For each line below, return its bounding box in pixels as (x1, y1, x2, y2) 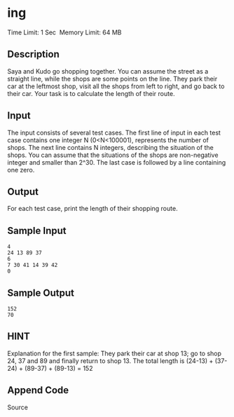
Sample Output (7, 287, 75, 299)
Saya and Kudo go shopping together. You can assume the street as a (7, 67, 209, 75)
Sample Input (7, 224, 67, 236)
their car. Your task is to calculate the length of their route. (7, 89, 175, 97)
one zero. (7, 165, 35, 174)
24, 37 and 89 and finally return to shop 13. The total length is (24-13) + (7, 356, 214, 365)
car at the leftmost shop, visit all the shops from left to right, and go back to (7, 82, 225, 90)
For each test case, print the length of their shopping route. (7, 205, 178, 213)
